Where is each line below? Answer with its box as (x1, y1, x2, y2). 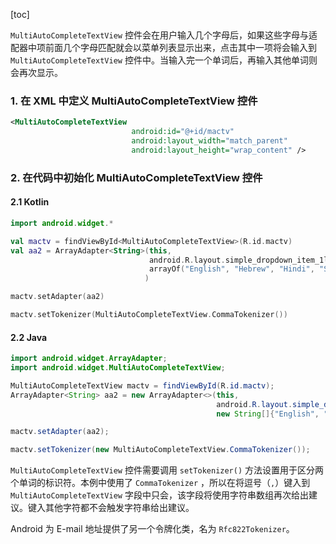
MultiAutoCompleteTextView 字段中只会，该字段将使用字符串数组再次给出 (10, 489, 309, 501)
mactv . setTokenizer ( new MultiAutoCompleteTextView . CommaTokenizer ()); (10, 445, 311, 455)
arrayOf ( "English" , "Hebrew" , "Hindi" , (148, 264, 315, 274)
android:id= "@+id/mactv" (131, 127, 235, 137)
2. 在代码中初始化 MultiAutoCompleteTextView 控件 (10, 170, 263, 184)
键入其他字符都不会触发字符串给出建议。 (27, 502, 195, 514)
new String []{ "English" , (216, 409, 320, 419)
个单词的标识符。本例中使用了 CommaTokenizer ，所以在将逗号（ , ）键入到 (10, 477, 311, 489)
